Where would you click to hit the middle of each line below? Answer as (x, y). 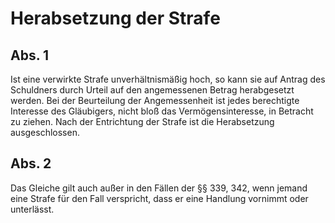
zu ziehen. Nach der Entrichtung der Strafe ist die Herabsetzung (142, 121)
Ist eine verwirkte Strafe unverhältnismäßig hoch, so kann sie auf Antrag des (168, 79)
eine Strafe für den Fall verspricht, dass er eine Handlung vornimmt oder (159, 198)
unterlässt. (32, 209)
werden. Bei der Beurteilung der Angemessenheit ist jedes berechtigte (155, 100)
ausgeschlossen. (45, 132)
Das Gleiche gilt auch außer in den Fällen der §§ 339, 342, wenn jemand (159, 188)
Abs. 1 (30, 55)
